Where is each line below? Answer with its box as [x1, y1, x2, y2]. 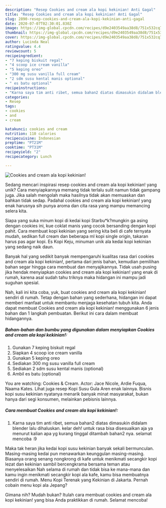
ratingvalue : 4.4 [5, 44, 41, 49]
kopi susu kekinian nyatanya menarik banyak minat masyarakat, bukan [5, 391, 149, 397]
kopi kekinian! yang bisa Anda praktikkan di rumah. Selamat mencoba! [5, 497, 148, 503]
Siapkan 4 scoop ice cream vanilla [12, 350, 83, 356]
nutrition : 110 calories [5, 131, 56, 136]
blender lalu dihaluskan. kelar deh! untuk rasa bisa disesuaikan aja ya [12, 425, 153, 431]
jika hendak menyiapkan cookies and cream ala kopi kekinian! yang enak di [5, 269, 158, 275]
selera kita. [5, 208, 28, 214]
